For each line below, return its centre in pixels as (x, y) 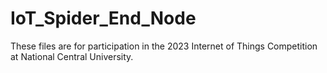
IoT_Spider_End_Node (103, 18)
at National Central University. (72, 56)
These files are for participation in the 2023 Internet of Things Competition (164, 46)
